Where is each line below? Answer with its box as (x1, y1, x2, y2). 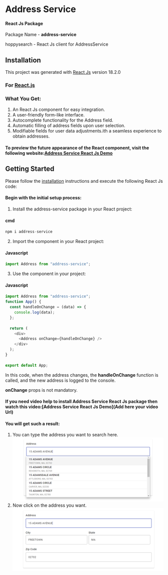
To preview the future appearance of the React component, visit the (5, 145, 149, 151)
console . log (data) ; (14, 310, 55, 315)
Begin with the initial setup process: (5, 195, 82, 201)
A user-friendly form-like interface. (12, 112, 85, 118)
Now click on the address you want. (12, 502, 87, 508)
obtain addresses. (12, 133, 50, 139)
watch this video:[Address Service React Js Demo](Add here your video (5, 404, 158, 410)
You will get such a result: (5, 420, 60, 426)
